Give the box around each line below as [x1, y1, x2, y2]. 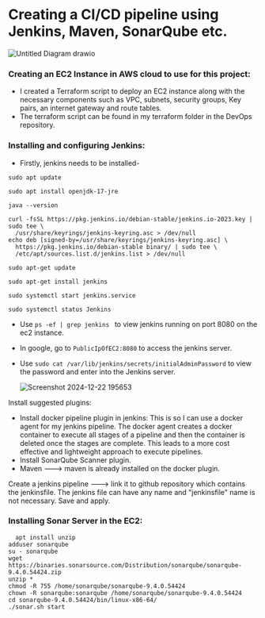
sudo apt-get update [8, 263, 77, 271]
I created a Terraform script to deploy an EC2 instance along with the [19, 86, 245, 96]
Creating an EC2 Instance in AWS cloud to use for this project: [8, 68, 251, 79]
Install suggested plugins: [8, 397, 93, 407]
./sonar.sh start [8, 603, 66, 611]
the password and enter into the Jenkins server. [19, 367, 176, 376]
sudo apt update [8, 173, 62, 182]
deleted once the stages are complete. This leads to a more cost [19, 438, 230, 447]
